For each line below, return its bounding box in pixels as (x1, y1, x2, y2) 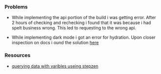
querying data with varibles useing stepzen (11, 63, 99, 69)
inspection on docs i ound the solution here (11, 40, 99, 46)
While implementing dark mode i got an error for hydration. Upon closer (11, 34, 156, 40)
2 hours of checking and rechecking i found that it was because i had (11, 20, 151, 25)
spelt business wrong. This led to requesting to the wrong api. (11, 25, 137, 31)
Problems (4, 3, 28, 10)
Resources (4, 52, 31, 59)
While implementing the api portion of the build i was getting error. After (11, 15, 157, 21)
